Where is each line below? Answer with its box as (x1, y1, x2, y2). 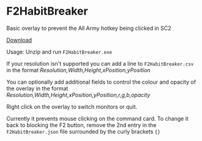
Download (6, 36, 32, 43)
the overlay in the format (6, 84, 69, 92)
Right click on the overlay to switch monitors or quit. (6, 103, 138, 110)
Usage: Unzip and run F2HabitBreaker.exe (6, 48, 112, 56)
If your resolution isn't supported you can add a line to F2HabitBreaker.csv (6, 60, 194, 67)
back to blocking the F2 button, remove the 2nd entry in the (6, 121, 157, 129)
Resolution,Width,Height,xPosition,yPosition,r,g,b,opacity (6, 91, 151, 98)
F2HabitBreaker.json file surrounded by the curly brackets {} (6, 128, 160, 135)
